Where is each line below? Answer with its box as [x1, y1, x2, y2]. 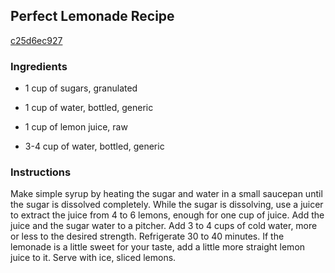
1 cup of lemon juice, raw [24, 121, 128, 133]
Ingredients [10, 59, 68, 73]
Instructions [10, 165, 72, 179]
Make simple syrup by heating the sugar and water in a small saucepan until [10, 188, 323, 200]
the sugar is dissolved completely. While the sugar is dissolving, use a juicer [10, 199, 324, 211]
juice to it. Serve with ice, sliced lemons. [10, 252, 177, 264]
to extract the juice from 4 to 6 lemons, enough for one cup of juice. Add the [10, 209, 325, 221]
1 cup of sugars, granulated [24, 82, 138, 94]
